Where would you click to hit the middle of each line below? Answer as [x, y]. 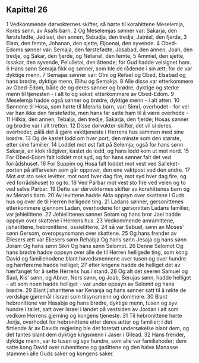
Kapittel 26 [27, 10]
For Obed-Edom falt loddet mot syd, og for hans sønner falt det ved [89, 157]
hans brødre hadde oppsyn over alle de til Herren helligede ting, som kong [97, 252]
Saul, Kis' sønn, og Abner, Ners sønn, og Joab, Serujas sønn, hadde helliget [99, 277]
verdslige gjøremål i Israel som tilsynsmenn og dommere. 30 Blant [87, 296]
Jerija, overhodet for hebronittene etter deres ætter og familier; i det [89, 322]
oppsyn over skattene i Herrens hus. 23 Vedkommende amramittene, [91, 221]
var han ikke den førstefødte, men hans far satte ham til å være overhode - [97, 113]
